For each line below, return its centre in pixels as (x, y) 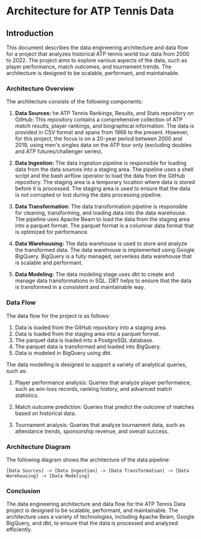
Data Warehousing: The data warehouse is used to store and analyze (101, 243)
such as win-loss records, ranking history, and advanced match (93, 389)
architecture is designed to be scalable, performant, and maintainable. (93, 73)
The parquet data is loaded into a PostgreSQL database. (84, 340)
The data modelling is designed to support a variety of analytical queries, (97, 365)
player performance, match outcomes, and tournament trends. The (89, 67)
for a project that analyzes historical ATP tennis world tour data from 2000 (98, 54)
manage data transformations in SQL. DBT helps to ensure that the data (103, 281)
